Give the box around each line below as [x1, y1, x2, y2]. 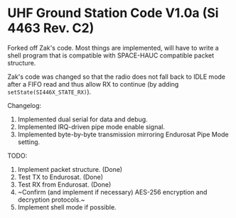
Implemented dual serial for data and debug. [17, 115, 148, 124]
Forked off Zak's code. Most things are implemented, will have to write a [7, 43, 219, 52]
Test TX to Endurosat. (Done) [17, 173, 104, 181]
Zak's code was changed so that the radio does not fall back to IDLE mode [7, 72, 226, 81]
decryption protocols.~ [17, 195, 85, 204]
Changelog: [7, 101, 41, 109]
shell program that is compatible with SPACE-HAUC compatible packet [7, 51, 215, 60]
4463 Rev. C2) [7, 20, 95, 36]
